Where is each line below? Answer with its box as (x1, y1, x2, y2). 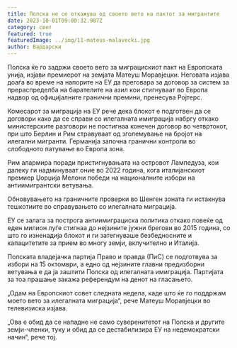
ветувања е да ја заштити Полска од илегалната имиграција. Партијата (7, 268, 224, 276)
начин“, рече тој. (7, 333, 57, 341)
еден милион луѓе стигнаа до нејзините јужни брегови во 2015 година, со (7, 224, 231, 232)
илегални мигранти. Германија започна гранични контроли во (7, 137, 196, 146)
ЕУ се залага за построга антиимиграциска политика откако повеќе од (7, 216, 223, 224)
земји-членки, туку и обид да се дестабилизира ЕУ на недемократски (7, 325, 220, 334)
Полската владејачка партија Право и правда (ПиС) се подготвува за (7, 253, 218, 261)
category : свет (7, 23, 52, 31)
